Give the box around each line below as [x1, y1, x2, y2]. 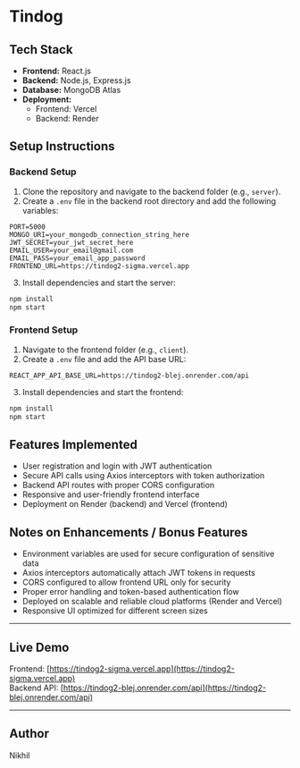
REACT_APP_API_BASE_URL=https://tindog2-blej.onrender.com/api [9, 371, 250, 380]
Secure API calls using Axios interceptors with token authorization [21, 470, 265, 481]
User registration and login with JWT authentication [21, 460, 212, 471]
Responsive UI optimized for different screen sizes [21, 605, 208, 616]
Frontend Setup [9, 324, 79, 336]
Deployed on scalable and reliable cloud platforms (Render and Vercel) [21, 596, 283, 607]
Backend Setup [9, 165, 78, 178]
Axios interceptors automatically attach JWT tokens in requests [21, 568, 256, 578]
